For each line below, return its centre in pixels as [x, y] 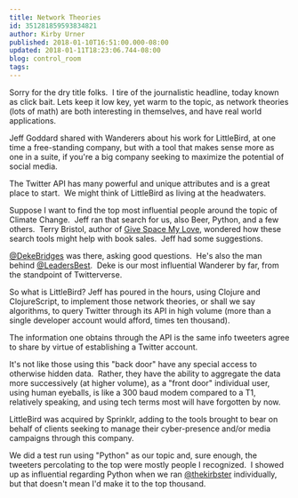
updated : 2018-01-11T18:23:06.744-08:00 [85, 51]
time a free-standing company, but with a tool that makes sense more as [142, 147]
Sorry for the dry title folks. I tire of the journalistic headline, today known [144, 92]
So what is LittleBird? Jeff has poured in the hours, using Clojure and [135, 292]
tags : [19, 68]
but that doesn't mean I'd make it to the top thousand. [108, 483]
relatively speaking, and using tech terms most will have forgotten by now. [145, 402]
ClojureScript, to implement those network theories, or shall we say [133, 301]
